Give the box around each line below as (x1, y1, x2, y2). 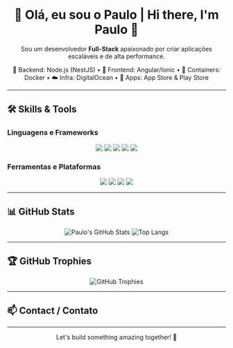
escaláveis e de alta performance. (68, 52, 165, 60)
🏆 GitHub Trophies (7, 256, 92, 267)
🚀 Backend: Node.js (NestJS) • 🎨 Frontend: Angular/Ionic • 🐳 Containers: (12, 65, 221, 74)
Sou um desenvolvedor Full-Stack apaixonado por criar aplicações (20, 44, 213, 53)
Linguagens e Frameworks (7, 128, 98, 138)
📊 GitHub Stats (7, 206, 75, 218)
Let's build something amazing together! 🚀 (55, 333, 178, 342)
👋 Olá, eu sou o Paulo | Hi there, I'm (14, 7, 219, 23)
